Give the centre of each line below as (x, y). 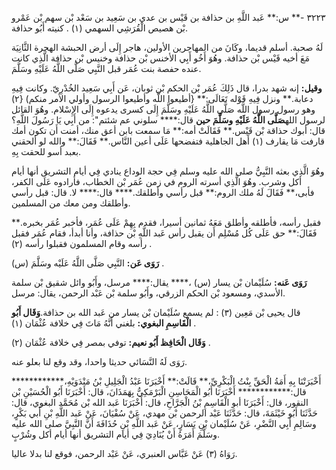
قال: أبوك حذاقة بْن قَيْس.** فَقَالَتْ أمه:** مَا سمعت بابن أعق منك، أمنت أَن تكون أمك (168, 130)
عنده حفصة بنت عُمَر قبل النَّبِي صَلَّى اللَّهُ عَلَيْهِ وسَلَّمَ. (106, 68)
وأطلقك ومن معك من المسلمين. (71, 203)
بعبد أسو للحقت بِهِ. (46, 151)
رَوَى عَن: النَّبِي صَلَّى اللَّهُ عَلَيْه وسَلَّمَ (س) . (88, 263)
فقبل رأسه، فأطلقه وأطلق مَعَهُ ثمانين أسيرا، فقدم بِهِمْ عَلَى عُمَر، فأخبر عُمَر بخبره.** (166, 222)
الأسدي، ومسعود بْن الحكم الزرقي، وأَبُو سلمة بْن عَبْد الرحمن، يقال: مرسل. (148, 293)
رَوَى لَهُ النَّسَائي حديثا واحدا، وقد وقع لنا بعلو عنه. (99, 361)
